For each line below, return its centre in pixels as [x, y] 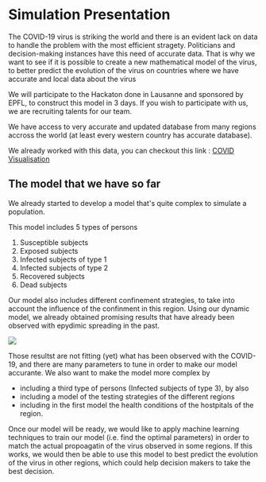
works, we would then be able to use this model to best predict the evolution [133, 454]
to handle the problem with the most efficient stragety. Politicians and [122, 45]
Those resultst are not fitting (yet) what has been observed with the [119, 356]
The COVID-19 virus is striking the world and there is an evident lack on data [133, 37]
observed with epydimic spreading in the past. [84, 325]
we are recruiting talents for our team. [70, 111]
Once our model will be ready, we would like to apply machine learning [124, 429]
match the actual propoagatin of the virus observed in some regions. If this [130, 445]
